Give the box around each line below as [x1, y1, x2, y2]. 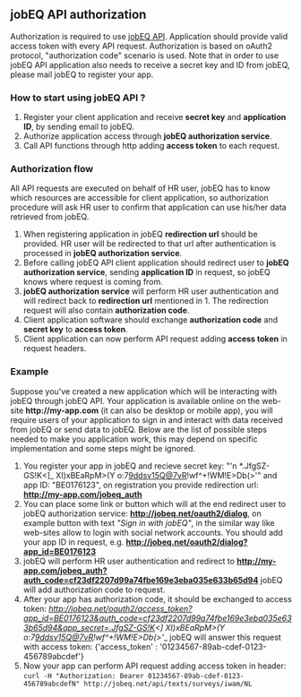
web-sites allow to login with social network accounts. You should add [22, 527, 283, 538]
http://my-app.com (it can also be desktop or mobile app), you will [25, 405, 273, 416]
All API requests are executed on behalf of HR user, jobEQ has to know [10, 183, 271, 194]
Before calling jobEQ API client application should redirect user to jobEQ [22, 257, 289, 268]
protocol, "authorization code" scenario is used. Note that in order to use [10, 49, 279, 61]
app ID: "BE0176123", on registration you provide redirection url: [22, 479, 259, 490]
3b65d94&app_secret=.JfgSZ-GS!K [22, 622, 156, 632]
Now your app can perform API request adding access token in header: [22, 660, 287, 671]
